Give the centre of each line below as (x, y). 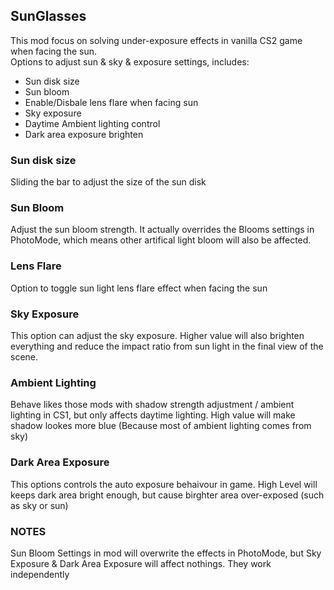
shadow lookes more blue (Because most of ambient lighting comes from (161, 426)
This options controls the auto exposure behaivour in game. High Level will (164, 484)
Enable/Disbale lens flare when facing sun (111, 102)
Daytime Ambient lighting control (92, 123)
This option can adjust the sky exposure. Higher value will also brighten (157, 335)
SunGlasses (48, 16)
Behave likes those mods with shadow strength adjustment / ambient (152, 405)
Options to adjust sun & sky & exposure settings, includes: (130, 61)
